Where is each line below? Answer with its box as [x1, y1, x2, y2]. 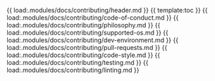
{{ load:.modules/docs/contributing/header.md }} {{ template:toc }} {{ [6, 6, 208, 14]
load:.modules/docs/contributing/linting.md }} [6, 66, 140, 74]
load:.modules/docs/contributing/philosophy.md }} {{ [6, 21, 161, 29]
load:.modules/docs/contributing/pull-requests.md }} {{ [6, 44, 168, 51]
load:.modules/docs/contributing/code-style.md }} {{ [6, 51, 160, 59]
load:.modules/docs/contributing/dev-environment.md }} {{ [6, 36, 179, 44]
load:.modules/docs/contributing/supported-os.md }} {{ [6, 28, 168, 37]
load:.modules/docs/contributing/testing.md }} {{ [6, 58, 149, 66]
